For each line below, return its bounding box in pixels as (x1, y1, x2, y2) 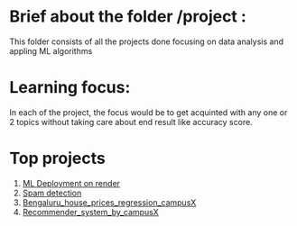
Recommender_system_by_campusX (22, 206, 160, 217)
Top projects (9, 149, 106, 168)
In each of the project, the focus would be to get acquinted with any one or (9, 106, 288, 118)
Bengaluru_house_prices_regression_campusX (22, 196, 197, 208)
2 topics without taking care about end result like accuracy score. (9, 116, 253, 127)
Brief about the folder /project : (9, 6, 246, 27)
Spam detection (22, 187, 82, 198)
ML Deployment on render (22, 177, 120, 188)
